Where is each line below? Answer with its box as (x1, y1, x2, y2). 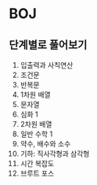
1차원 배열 (20, 90, 51, 99)
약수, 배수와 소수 (20, 139, 71, 148)
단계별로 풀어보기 (9, 38, 88, 51)
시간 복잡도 (20, 159, 55, 168)
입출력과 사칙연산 (20, 61, 74, 69)
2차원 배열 (20, 120, 52, 128)
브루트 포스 (20, 168, 55, 178)
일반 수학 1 (20, 129, 53, 139)
